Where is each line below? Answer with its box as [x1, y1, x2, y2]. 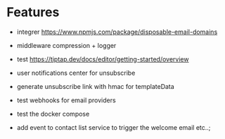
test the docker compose [16, 109, 90, 118]
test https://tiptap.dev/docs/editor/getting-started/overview [16, 54, 189, 64]
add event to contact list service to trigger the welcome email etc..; [16, 123, 211, 131]
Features [6, 4, 60, 20]
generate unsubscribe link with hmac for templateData [16, 82, 175, 90]
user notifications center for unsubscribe [16, 68, 136, 77]
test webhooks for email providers [16, 96, 117, 104]
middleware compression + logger [16, 41, 117, 49]
